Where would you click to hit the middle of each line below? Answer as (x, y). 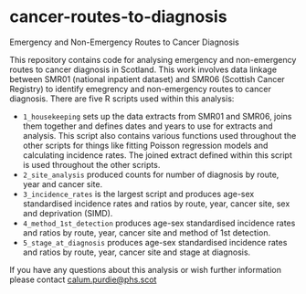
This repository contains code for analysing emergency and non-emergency (153, 59)
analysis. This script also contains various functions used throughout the (159, 135)
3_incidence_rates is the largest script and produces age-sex (138, 194)
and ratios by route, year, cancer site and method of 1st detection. (147, 232)
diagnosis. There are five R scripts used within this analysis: (122, 99)
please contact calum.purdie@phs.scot (83, 279)
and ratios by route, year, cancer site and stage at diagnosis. (137, 252)
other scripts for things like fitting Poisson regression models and (145, 145)
